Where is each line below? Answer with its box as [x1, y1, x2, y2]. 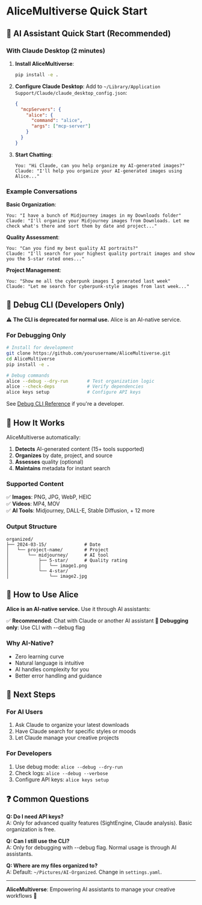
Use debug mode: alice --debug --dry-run [14, 763, 123, 770]
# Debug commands [6, 373, 50, 379]
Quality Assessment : [6, 234, 60, 241]
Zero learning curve [14, 653, 64, 660]
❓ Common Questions [6, 794, 89, 804]
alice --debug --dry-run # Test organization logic [6, 378, 155, 384]
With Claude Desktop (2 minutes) [6, 46, 105, 55]
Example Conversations [6, 187, 78, 196]
